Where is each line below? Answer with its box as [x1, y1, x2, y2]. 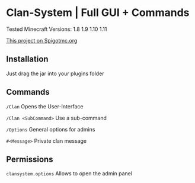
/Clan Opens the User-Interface [6, 102, 84, 110]
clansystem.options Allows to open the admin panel [6, 170, 132, 177]
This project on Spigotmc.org [6, 37, 78, 44]
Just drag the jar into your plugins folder [6, 70, 105, 77]
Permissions [6, 154, 53, 164]
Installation [6, 54, 49, 65]
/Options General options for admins [6, 126, 95, 133]
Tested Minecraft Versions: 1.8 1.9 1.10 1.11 [6, 25, 107, 33]
